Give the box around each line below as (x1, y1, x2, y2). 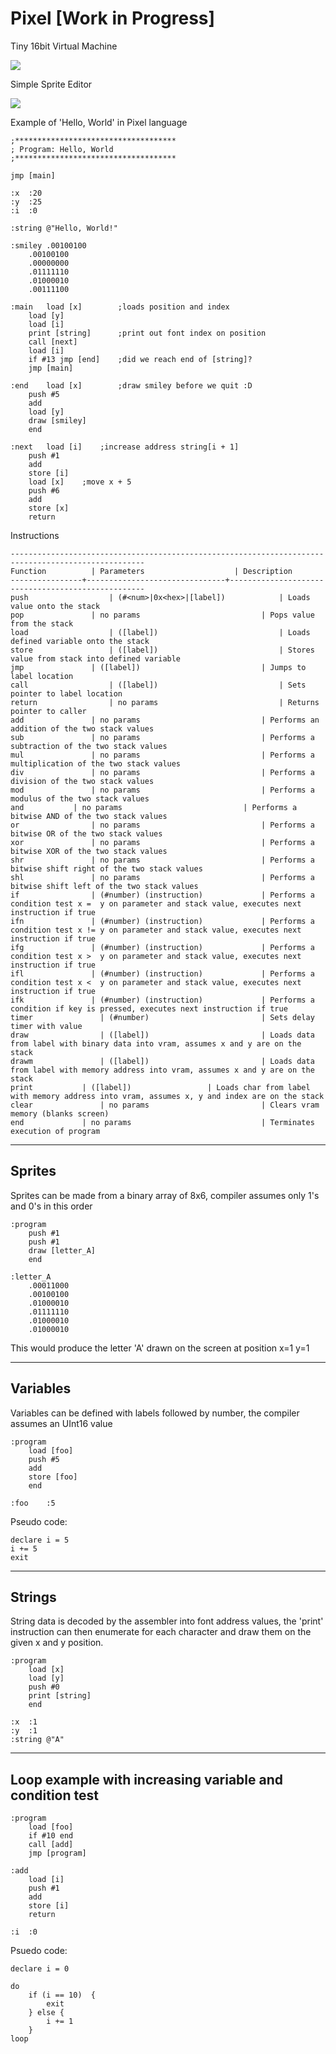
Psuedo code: (10, 1945, 68, 1957)
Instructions (10, 529, 60, 541)
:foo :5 (10, 1498, 56, 1508)
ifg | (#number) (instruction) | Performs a (10, 942, 315, 952)
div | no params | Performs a (10, 767, 315, 777)
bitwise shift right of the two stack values (10, 863, 203, 874)
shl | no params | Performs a (10, 872, 315, 882)
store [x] (28, 503, 70, 513)
